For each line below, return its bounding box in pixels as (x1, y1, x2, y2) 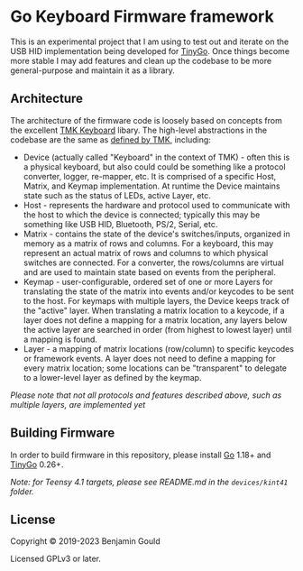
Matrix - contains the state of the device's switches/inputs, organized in (23, 228, 291, 239)
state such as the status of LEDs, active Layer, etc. (23, 189, 211, 200)
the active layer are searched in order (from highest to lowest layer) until (23, 324, 292, 335)
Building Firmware (10, 426, 115, 441)
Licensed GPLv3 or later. (10, 553, 102, 565)
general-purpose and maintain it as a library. (10, 65, 175, 76)
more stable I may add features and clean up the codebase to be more (10, 55, 272, 66)
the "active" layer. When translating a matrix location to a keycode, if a (23, 305, 285, 316)
